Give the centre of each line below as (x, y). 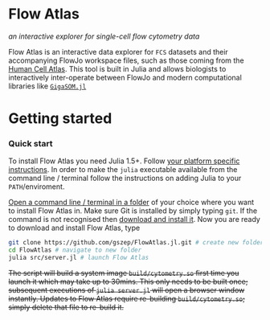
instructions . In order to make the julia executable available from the (123, 170)
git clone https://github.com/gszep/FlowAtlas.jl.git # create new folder (136, 243)
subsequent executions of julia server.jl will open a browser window (127, 290)
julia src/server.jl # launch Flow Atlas (79, 258)
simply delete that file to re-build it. (66, 307)
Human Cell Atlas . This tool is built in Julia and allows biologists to (117, 68)
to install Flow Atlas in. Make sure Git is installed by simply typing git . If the (133, 211)
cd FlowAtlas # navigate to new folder (75, 250)
